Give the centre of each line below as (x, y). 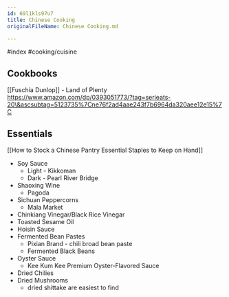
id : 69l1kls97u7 (30, 13)
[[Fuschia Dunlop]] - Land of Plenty (57, 90)
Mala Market (45, 207)
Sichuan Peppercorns (48, 200)
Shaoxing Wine (39, 185)
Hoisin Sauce (36, 229)
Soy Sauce (32, 163)
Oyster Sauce (36, 258)
